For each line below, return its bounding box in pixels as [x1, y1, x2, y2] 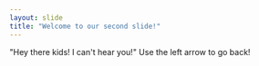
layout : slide [9, 13, 64, 23]
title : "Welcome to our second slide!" [9, 22, 161, 31]
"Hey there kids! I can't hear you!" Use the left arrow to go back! [9, 46, 251, 57]
